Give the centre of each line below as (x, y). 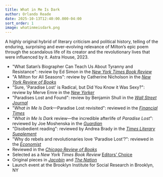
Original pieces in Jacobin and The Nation (54, 160)
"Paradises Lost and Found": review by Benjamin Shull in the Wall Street (84, 98)
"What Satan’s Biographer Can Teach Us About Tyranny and (72, 67)
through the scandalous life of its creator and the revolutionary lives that (78, 52)
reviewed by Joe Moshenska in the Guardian (57, 124)
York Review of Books (34, 82)
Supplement (24, 134)
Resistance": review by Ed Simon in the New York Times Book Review (82, 72)
